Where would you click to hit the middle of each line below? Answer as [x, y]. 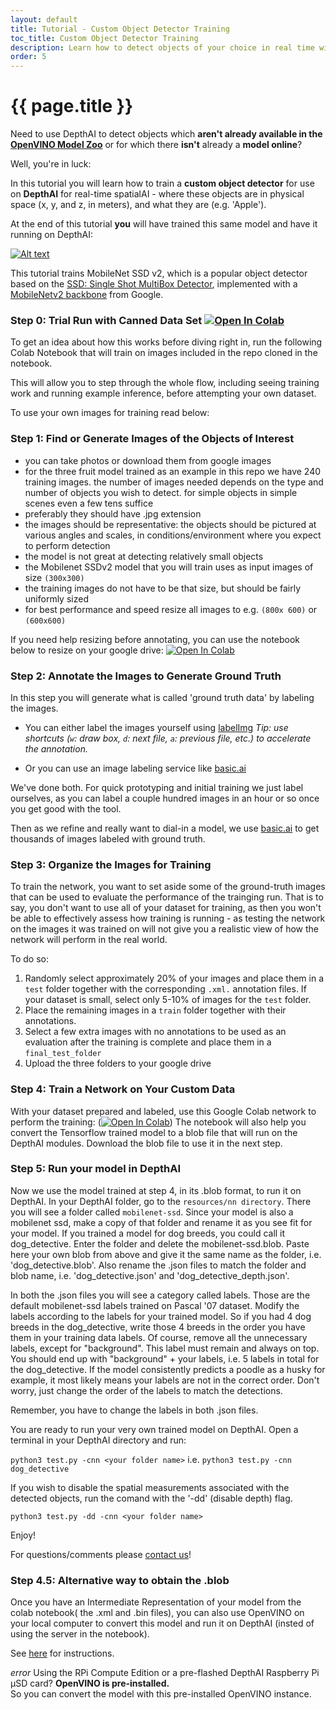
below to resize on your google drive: [87, 650]
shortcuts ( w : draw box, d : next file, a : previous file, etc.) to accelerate [168, 738]
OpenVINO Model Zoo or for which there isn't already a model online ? [156, 145]
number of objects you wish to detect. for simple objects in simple [161, 492]
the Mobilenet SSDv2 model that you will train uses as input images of [169, 567]
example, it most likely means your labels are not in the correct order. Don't [165, 1380]
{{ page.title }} [72, 106]
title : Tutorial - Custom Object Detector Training [120, 29]
